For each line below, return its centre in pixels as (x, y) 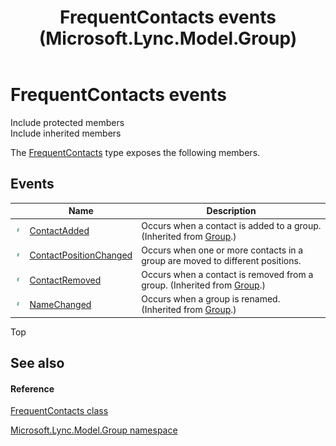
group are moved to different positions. (221, 260)
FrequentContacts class (59, 411)
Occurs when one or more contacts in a (222, 250)
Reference (32, 388)
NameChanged (60, 304)
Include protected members (67, 122)
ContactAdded (59, 230)
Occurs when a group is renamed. (211, 299)
